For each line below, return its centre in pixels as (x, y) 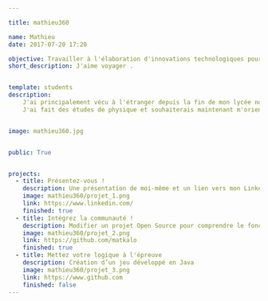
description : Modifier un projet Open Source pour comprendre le (134, 225)
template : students (41, 88)
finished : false (50, 285)
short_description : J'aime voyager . (71, 66)
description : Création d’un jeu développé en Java (108, 263)
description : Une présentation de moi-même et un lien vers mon (132, 189)
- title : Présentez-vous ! (60, 181)
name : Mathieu (32, 37)
